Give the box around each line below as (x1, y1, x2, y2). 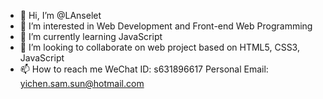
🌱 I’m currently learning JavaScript (19, 31, 163, 42)
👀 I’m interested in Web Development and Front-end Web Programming (19, 20, 313, 32)
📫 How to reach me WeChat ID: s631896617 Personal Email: (19, 63, 269, 75)
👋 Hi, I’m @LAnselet (19, 10, 102, 21)
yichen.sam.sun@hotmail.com (19, 78, 145, 89)
